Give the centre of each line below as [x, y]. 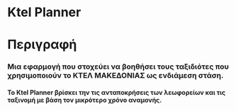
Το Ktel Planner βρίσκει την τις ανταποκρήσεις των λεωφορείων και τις [116, 92]
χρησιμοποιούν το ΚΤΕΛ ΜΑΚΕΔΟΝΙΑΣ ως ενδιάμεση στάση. [116, 76]
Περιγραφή [42, 45]
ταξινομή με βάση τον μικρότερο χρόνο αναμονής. [85, 100]
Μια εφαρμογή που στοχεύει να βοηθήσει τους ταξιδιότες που [118, 66]
